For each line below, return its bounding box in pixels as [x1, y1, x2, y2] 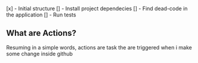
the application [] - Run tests [6, 11, 76, 18]
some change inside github [6, 50, 73, 57]
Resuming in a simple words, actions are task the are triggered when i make [6, 44, 192, 51]
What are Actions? [6, 28, 76, 38]
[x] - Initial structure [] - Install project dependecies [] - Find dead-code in [6, 5, 188, 12]
